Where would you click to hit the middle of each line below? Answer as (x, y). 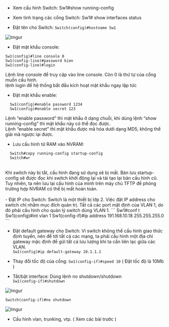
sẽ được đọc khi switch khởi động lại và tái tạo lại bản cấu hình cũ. (89, 178)
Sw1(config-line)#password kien (39, 61)
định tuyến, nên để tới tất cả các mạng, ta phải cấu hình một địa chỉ (83, 236)
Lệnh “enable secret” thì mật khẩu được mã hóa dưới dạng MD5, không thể (83, 129)
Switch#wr (20, 158)
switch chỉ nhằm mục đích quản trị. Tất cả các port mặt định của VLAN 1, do (84, 205)
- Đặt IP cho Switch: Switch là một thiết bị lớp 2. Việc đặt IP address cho (80, 199)
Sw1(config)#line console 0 (35, 56)
